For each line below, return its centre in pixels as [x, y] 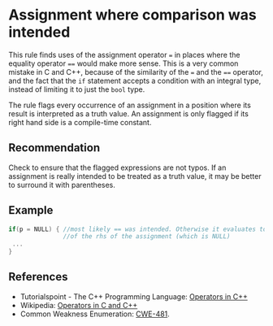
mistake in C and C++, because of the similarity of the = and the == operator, [136, 72]
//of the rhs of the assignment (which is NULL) [147, 237]
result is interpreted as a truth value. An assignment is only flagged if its [129, 113]
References [38, 277]
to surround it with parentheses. [62, 185]
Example [31, 210]
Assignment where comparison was [133, 15]
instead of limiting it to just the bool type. [77, 89]
